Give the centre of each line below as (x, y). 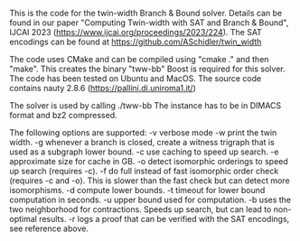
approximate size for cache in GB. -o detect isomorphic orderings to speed (149, 161)
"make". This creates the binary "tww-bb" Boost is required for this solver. (147, 69)
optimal (23, 219)
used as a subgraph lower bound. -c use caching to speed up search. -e (144, 152)
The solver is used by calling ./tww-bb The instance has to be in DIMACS (145, 106)
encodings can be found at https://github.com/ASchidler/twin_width (136, 42)
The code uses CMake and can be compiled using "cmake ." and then (139, 59)
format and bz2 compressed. (63, 115)
